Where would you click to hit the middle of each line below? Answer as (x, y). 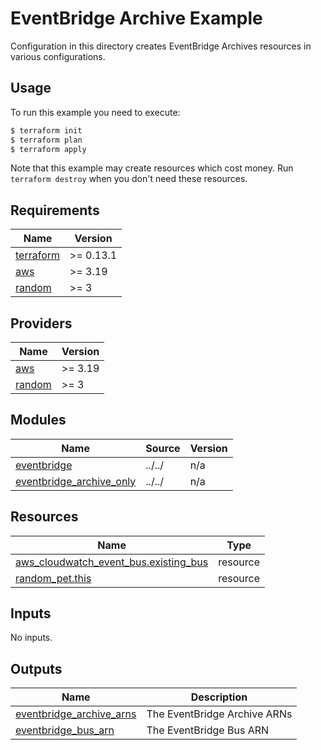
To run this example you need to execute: (95, 112)
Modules (38, 420)
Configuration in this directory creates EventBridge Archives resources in (161, 46)
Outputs (36, 668)
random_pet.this (53, 578)
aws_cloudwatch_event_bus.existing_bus (112, 562)
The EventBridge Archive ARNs (219, 714)
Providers (41, 323)
